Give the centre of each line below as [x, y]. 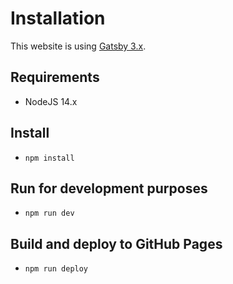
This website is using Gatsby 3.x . [78, 46]
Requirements [55, 77]
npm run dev [49, 213]
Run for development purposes [109, 188]
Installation [58, 18]
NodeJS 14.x [51, 101]
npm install [49, 158]
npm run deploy [56, 269]
